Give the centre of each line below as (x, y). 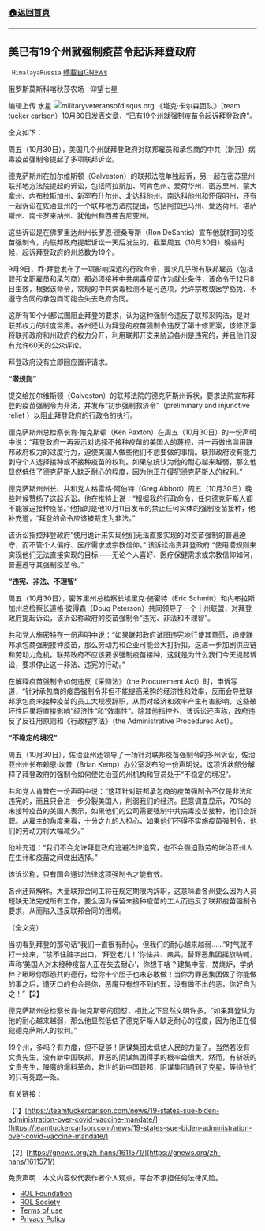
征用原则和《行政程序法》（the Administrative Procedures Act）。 (133, 721)
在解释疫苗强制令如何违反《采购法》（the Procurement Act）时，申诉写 (123, 681)
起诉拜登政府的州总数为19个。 (71, 252)
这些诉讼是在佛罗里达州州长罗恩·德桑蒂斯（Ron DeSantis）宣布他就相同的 (128, 233)
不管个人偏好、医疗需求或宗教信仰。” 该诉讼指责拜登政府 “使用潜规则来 (143, 545)
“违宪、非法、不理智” (43, 581)
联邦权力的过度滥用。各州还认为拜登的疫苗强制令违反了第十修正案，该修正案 (132, 325)
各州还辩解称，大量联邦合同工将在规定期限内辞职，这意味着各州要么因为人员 (132, 891)
